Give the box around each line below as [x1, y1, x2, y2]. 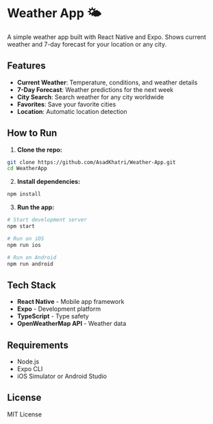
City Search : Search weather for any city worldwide [16, 93, 164, 101]
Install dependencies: [16, 178, 81, 186]
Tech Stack [7, 279, 56, 291]
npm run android [7, 260, 53, 268]
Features [7, 60, 46, 72]
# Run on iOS [7, 235, 45, 242]
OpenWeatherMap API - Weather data [16, 320, 127, 328]
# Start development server [7, 217, 88, 224]
